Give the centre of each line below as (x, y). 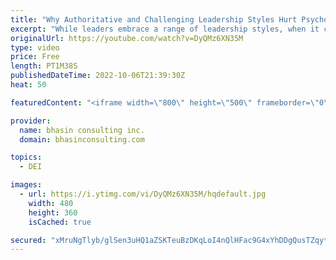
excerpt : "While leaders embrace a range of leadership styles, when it (165, 29)
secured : (28, 240)
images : (26, 185)
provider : (31, 121)
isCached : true (60, 222)
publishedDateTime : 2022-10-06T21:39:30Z (98, 76)
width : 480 (51, 203)
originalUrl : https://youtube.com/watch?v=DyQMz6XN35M (127, 38)
